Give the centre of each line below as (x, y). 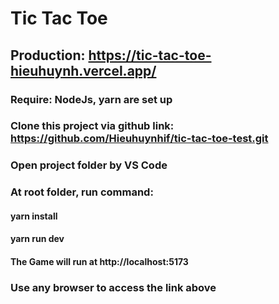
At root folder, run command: (82, 192)
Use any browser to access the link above (113, 287)
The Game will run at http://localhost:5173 (99, 262)
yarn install (34, 216)
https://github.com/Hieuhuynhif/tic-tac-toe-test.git (139, 139)
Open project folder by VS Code (89, 165)
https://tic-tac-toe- (150, 55)
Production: (48, 55)
